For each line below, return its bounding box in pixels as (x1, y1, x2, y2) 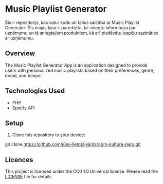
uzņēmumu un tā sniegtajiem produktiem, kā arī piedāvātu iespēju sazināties (5, 30, 159, 36)
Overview (5, 49, 36, 58)
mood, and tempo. (5, 72, 42, 79)
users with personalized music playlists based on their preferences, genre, (5, 67, 155, 73)
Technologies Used (5, 87, 65, 95)
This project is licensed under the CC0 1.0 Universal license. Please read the (5, 168, 158, 174)
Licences (5, 155, 34, 164)
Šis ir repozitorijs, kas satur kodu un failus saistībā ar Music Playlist (5, 20, 140, 25)
